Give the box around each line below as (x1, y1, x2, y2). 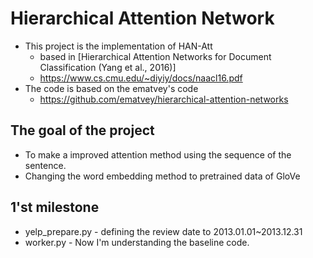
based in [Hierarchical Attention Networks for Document (39, 50, 272, 62)
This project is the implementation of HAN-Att (24, 40, 213, 52)
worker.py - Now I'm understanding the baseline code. (24, 236, 250, 248)
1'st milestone (10, 199, 100, 216)
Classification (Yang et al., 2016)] (39, 61, 177, 73)
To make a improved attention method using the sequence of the (24, 148, 292, 161)
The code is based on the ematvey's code (24, 82, 199, 94)
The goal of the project (10, 122, 155, 139)
